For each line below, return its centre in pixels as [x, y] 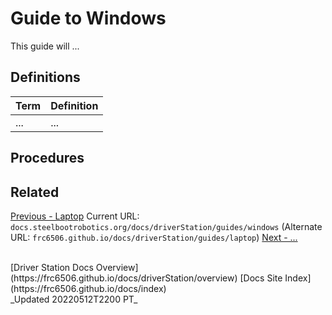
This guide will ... [45, 46]
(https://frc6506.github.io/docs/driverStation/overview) [124, 278]
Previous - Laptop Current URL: [75, 216]
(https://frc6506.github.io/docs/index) [88, 288]
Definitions [45, 77]
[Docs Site [261, 278]
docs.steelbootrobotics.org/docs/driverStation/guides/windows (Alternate [166, 226]
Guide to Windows [88, 18]
